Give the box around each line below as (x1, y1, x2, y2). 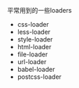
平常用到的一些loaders (7, 6, 72, 14)
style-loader (17, 35, 53, 44)
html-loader (17, 43, 52, 51)
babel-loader (17, 65, 55, 73)
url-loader (17, 58, 47, 65)
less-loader (17, 27, 51, 36)
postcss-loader (17, 73, 62, 81)
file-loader (17, 50, 48, 58)
